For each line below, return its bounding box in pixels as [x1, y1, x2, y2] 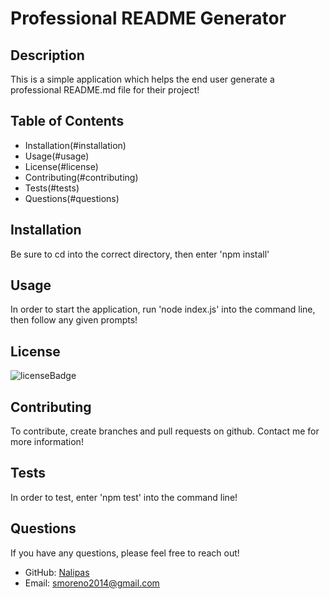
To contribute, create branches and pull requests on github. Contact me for [10, 425, 320, 437]
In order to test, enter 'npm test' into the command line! [10, 491, 238, 503]
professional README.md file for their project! [10, 84, 200, 96]
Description [10, 47, 85, 64]
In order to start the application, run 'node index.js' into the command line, [10, 303, 316, 316]
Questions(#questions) [24, 192, 120, 204]
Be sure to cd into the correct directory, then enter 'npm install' [10, 248, 270, 260]
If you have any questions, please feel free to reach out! [10, 547, 240, 559]
